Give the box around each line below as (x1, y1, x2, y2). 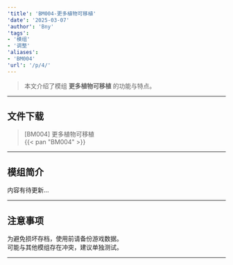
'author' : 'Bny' (7, 23, 54, 30)
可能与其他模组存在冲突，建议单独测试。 (7, 243, 123, 252)
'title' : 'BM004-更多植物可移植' (7, 10, 96, 17)
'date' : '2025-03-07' (7, 17, 70, 24)
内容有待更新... (7, 186, 50, 194)
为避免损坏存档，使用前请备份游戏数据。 (7, 234, 123, 243)
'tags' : (7, 29, 30, 37)
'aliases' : (7, 49, 39, 56)
